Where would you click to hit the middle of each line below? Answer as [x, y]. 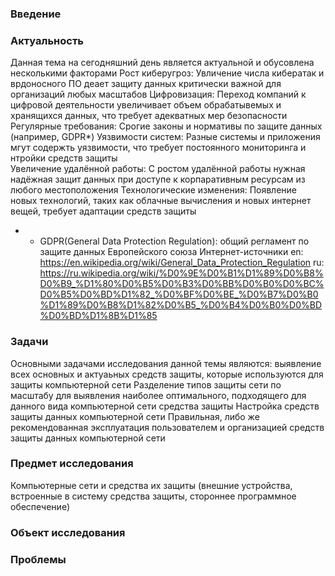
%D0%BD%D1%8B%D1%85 [98, 316]
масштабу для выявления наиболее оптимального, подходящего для [158, 395]
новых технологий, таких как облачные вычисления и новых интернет [161, 201]
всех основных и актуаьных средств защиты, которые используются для [167, 374]
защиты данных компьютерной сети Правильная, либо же [135, 416]
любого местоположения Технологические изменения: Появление [154, 190]
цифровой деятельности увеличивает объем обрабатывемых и [146, 105]
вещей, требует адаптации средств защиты [103, 211]
